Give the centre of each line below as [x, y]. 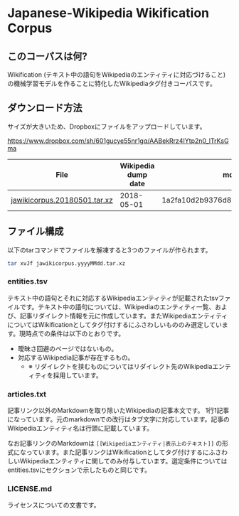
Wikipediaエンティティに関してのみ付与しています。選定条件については [123, 461]
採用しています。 [78, 375]
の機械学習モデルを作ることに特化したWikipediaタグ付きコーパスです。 [112, 84]
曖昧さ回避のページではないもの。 [68, 348]
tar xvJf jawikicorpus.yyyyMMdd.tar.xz [67, 263]
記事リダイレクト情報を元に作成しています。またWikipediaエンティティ [124, 316]
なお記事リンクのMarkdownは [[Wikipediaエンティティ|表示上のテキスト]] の [115, 444]
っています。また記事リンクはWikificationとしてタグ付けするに [117, 452]
